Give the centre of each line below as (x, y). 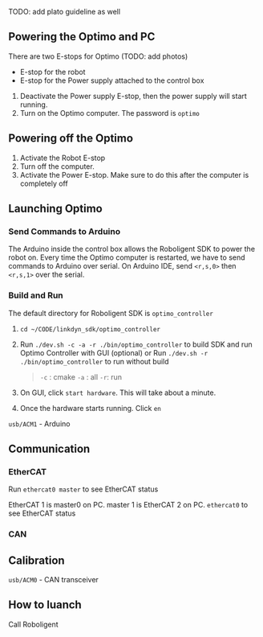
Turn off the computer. (57, 166)
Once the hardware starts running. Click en (91, 408)
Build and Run (36, 295)
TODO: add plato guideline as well (65, 12)
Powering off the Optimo (71, 139)
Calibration (37, 560)
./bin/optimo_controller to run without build (95, 361)
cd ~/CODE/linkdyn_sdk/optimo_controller (90, 329)
